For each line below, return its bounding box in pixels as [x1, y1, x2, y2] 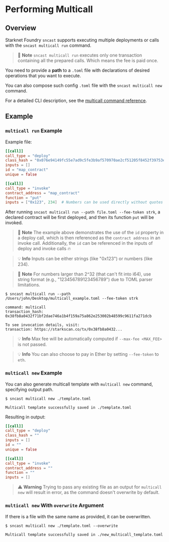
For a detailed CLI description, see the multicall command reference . [5, 97, 147, 103]
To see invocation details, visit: [5, 322, 80, 328]
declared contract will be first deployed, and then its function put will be [5, 214, 154, 221]
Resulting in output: [5, 414, 46, 420]
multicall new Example [5, 369, 63, 376]
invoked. [5, 220, 23, 226]
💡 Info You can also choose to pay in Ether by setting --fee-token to [17, 351, 159, 357]
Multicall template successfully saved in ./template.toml [5, 405, 132, 410]
